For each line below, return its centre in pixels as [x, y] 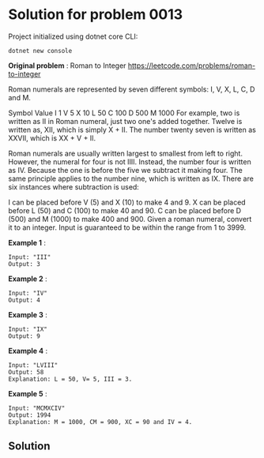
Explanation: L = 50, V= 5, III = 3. [70, 379]
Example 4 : [28, 351]
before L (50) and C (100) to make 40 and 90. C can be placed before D [125, 210]
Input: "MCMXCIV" [37, 408]
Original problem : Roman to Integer [67, 66]
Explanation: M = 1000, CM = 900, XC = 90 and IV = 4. [100, 422]
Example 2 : [28, 279]
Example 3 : [28, 314]
